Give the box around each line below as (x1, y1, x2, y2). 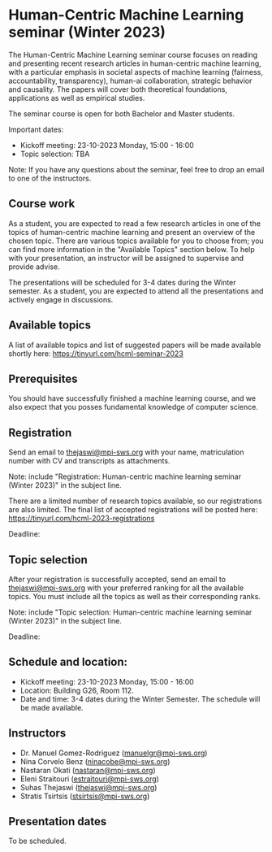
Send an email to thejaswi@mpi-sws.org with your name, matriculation (8, 447, 245, 457)
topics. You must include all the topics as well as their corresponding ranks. (8, 592, 261, 601)
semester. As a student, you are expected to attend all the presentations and (8, 286, 264, 296)
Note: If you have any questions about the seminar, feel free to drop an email (8, 164, 265, 174)
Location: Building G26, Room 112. (19, 685, 134, 695)
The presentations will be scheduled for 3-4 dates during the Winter (8, 277, 237, 287)
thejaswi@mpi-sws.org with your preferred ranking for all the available (8, 583, 244, 593)
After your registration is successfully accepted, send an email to (8, 575, 226, 584)
